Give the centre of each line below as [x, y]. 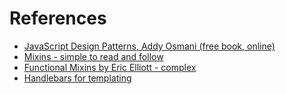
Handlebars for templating [77, 78]
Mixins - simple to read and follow [93, 56]
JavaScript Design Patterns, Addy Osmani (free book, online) [149, 46]
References [58, 18]
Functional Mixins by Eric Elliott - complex [110, 67]
